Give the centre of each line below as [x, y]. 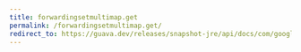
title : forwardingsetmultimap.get [74, 17]
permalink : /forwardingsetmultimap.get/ [86, 26]
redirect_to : [34, 33]
